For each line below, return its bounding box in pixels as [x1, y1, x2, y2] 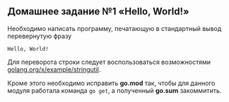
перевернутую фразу [7, 32, 72, 40]
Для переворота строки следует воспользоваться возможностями [7, 58, 211, 66]
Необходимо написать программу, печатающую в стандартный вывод [7, 24, 222, 32]
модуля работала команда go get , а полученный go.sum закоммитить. [7, 86, 222, 94]
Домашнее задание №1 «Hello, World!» [7, 6, 189, 18]
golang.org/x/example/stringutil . [7, 65, 101, 73]
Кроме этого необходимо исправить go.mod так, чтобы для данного [7, 79, 216, 87]
